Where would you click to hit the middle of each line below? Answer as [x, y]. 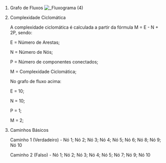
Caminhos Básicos [29, 130]
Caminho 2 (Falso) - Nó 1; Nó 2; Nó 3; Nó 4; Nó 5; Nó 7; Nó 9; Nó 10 [80, 155]
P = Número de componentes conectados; [54, 62]
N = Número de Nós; [31, 52]
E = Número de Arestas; [35, 42]
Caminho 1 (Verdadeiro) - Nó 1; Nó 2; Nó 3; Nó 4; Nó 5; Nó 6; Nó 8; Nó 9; [86, 140]
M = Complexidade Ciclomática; [43, 71]
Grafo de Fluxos [27, 8]
